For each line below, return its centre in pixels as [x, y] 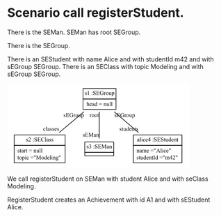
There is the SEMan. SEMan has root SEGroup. [74, 32]
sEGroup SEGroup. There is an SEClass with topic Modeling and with [105, 66]
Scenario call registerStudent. [96, 13]
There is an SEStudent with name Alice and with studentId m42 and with [110, 59]
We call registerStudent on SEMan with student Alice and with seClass [108, 179]
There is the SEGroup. [39, 45]
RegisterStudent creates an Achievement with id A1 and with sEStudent [109, 200]
